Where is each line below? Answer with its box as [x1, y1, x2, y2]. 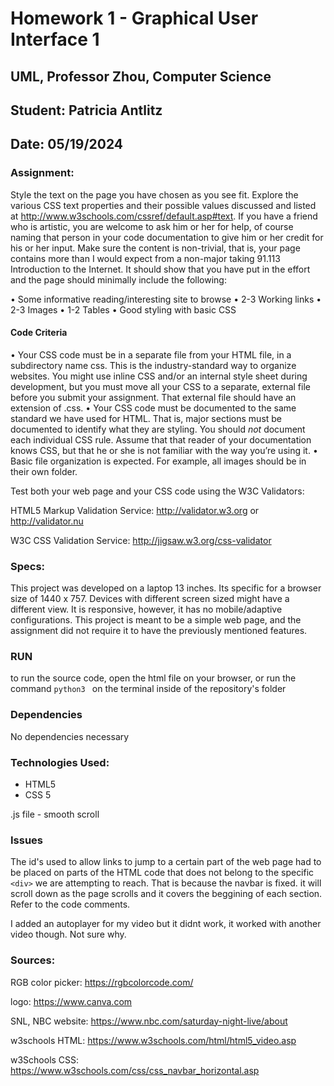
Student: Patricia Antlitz [10, 102, 163, 119]
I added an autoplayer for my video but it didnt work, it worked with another [10, 918, 322, 930]
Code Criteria [10, 327, 68, 339]
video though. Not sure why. [10, 928, 127, 941]
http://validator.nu [10, 515, 84, 527]
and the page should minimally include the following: [10, 273, 227, 286]
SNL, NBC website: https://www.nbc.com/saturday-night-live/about [10, 1015, 288, 1027]
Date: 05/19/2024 [10, 136, 124, 153]
